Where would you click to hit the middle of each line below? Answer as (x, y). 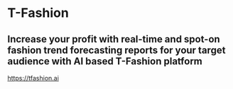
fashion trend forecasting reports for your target (116, 50)
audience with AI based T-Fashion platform (105, 61)
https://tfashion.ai (33, 78)
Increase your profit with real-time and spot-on (114, 39)
